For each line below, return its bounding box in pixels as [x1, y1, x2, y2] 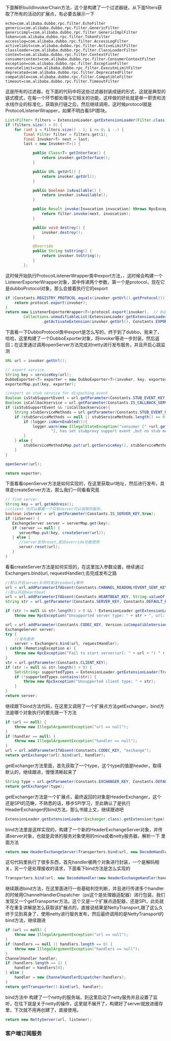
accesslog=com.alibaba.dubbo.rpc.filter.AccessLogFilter [5, 39, 129, 44]
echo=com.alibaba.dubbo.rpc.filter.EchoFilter [5, 21, 106, 26]
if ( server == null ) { [12, 525, 60, 530]
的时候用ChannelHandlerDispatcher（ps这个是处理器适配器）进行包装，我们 [5, 892, 165, 898]
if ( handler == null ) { [5, 734, 56, 739]
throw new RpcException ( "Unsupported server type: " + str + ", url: [14, 613, 165, 618]
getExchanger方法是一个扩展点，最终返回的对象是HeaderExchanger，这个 [5, 794, 162, 800]
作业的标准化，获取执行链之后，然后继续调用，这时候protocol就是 [14, 101, 152, 107]
